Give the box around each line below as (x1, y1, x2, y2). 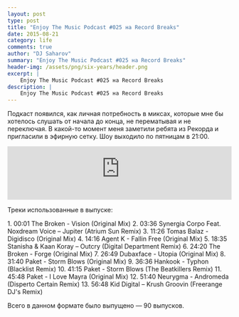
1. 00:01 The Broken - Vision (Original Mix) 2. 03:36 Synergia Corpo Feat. (7, 219, 222, 228)
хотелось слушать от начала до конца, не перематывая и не (7, 117, 191, 125)
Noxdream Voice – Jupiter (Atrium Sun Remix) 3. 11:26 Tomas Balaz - (7, 227, 208, 236)
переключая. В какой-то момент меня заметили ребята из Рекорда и (7, 125, 219, 133)
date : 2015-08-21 (7, 30, 59, 38)
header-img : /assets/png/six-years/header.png (7, 63, 148, 71)
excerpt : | (7, 70, 40, 77)
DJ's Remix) (7, 288, 43, 296)
